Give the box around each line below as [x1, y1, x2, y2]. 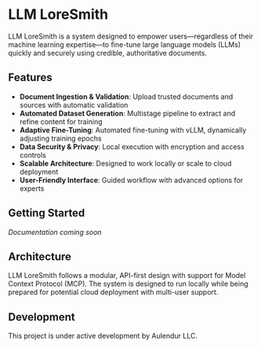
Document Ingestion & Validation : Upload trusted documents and [19, 92, 234, 101]
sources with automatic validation [19, 100, 129, 109]
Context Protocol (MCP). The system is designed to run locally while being [8, 279, 248, 288]
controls [19, 150, 47, 159]
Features [8, 71, 53, 84]
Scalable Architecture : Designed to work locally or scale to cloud [19, 159, 232, 168]
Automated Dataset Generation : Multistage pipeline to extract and [19, 108, 236, 118]
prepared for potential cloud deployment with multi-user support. [8, 288, 219, 297]
